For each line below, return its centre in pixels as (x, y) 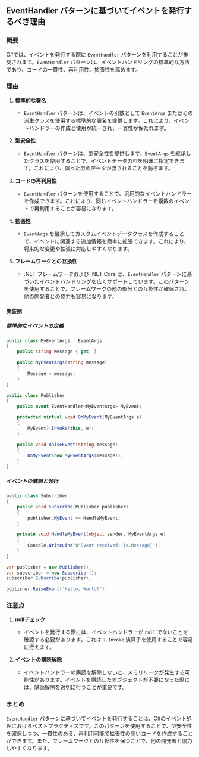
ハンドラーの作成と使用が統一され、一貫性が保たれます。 (99, 128)
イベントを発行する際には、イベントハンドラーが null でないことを (106, 632)
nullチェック (30, 619)
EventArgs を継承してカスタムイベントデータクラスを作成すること (104, 234)
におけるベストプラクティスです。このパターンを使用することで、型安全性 (102, 725)
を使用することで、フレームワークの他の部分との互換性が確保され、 (107, 288)
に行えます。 (39, 647)
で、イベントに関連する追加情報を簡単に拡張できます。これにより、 (106, 241)
